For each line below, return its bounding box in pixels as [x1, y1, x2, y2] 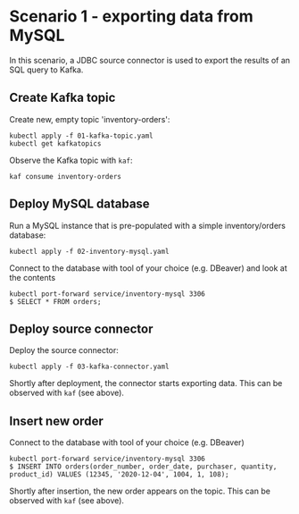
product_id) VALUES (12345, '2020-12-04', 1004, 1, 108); [9, 470, 229, 479]
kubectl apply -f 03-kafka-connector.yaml [9, 362, 170, 372]
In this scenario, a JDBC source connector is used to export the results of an [9, 55, 291, 65]
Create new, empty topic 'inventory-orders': [9, 114, 170, 124]
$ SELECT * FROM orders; [9, 297, 102, 306]
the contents [9, 272, 56, 282]
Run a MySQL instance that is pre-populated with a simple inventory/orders [9, 220, 287, 231]
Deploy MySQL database [9, 197, 150, 212]
